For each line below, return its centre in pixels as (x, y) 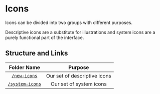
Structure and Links (37, 53)
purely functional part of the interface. (45, 37)
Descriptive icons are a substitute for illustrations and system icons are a (80, 32)
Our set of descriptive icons (79, 75)
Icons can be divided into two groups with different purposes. (69, 22)
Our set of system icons (79, 84)
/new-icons (25, 76)
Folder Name (24, 67)
